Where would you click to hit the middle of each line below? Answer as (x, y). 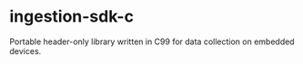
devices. (25, 50)
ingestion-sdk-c (72, 17)
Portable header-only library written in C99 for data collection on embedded (152, 41)
